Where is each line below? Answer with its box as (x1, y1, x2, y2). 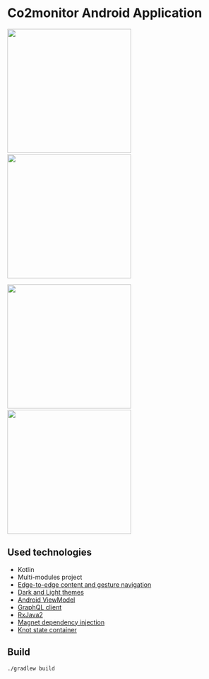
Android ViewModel (17, 595, 76, 604)
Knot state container (17, 625, 78, 634)
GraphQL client (17, 602, 62, 611)
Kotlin (17, 565, 35, 573)
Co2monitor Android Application (7, 5, 203, 21)
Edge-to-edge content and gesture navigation (17, 580, 152, 589)
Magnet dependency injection (17, 618, 104, 627)
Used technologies (7, 546, 92, 559)
